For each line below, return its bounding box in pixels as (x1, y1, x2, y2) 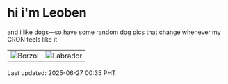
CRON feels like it (7, 35, 58, 43)
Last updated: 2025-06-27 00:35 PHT (7, 68, 116, 77)
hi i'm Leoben (7, 5, 87, 21)
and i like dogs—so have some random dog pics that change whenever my (7, 28, 221, 36)
